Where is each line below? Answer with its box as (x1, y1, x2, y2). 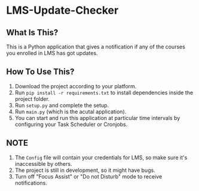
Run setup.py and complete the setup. (14, 101, 109, 109)
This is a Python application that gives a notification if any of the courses (6, 43, 185, 50)
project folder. (14, 95, 50, 102)
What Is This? (6, 27, 59, 38)
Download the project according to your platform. (14, 82, 137, 90)
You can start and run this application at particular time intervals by (14, 114, 180, 121)
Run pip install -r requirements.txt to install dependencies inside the (14, 89, 193, 96)
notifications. (14, 179, 48, 186)
